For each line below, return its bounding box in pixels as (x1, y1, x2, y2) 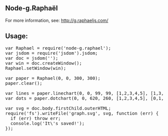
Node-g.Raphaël (5, 4, 58, 13)
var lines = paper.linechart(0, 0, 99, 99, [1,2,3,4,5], (5, 90, 148, 96)
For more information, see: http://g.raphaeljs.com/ (5, 17, 109, 23)
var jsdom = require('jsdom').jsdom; (5, 50, 98, 56)
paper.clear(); (5, 80, 43, 86)
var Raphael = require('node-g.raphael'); (5, 45, 111, 51)
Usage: (5, 32, 29, 41)
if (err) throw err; (10, 115, 61, 121)
